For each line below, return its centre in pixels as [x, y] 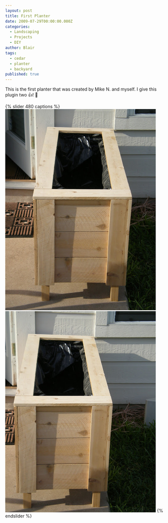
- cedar [18, 58]
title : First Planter [28, 16]
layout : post [19, 11]
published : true [22, 74]
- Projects [21, 37]
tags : [11, 53]
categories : [18, 27]
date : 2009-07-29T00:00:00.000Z [39, 21]
